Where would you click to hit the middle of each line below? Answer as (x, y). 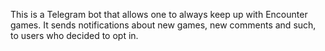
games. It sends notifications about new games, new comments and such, (163, 25)
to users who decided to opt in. (74, 35)
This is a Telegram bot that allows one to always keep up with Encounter (159, 14)
